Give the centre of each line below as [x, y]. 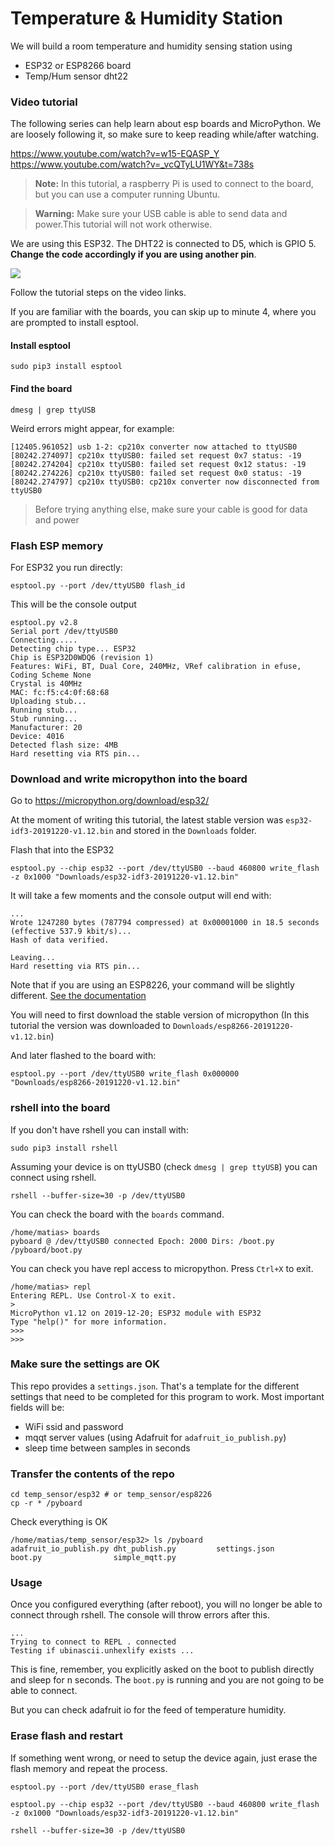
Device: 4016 [37, 736]
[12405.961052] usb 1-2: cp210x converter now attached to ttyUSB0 [154, 447]
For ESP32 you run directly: [66, 567]
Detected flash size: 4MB [64, 745]
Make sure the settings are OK [85, 1364]
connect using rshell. [53, 1177]
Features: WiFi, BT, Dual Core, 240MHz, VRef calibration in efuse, [156, 666]
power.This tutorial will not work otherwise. [123, 224]
